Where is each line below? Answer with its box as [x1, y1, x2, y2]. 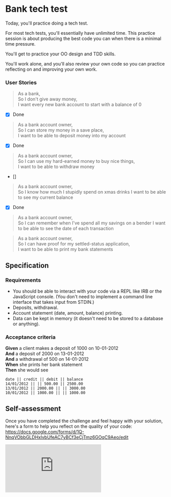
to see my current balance [17, 194, 74, 200]
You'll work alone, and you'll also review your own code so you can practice [5, 60, 165, 67]
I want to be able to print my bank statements [17, 246, 113, 253]
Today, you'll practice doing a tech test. [5, 20, 88, 26]
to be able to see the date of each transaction [17, 225, 114, 232]
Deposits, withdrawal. [12, 304, 59, 310]
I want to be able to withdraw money [17, 163, 95, 170]
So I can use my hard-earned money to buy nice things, [17, 158, 135, 164]
